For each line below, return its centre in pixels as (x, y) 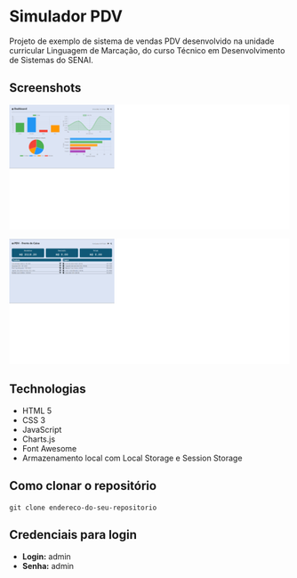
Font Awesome (49, 448)
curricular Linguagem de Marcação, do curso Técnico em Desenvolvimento (147, 50)
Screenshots (45, 88)
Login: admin (46, 556)
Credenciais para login (73, 535)
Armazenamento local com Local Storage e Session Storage (132, 458)
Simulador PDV (66, 16)
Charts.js (39, 439)
